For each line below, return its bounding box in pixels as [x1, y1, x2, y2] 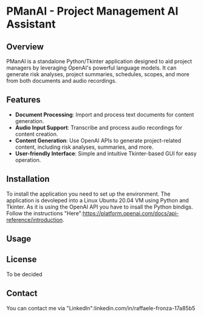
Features [6, 94, 41, 105]
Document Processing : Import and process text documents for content [15, 111, 194, 118]
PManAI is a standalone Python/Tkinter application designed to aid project [6, 58, 193, 65]
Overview [6, 41, 44, 52]
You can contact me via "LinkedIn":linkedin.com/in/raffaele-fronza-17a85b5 [6, 304, 196, 312]
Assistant [6, 17, 56, 31]
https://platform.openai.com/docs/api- [83, 209, 179, 217]
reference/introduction [6, 216, 63, 223]
